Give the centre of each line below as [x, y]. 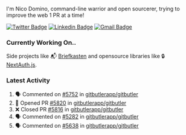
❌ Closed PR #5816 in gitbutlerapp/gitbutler [69, 109]
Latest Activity [28, 81]
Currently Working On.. [41, 42]
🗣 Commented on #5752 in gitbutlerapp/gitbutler [77, 94]
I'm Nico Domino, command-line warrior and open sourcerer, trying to [93, 9]
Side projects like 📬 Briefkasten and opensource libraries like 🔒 [85, 56]
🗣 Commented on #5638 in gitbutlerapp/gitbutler [77, 125]
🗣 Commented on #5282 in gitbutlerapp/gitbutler [77, 116]
